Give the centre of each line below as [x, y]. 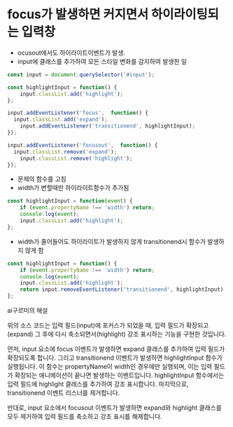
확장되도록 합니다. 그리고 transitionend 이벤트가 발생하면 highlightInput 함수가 [115, 358]
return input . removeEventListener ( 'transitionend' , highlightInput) [122, 290]
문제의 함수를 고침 [42, 179]
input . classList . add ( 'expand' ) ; [61, 120]
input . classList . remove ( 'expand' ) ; [65, 151]
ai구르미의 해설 [28, 311]
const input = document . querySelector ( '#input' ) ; [81, 74]
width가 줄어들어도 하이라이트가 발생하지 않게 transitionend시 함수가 [112, 241]
